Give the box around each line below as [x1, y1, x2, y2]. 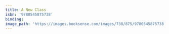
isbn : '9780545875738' [5, 12, 53, 17]
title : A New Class [5, 7, 47, 12]
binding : [5, 16, 24, 21]
